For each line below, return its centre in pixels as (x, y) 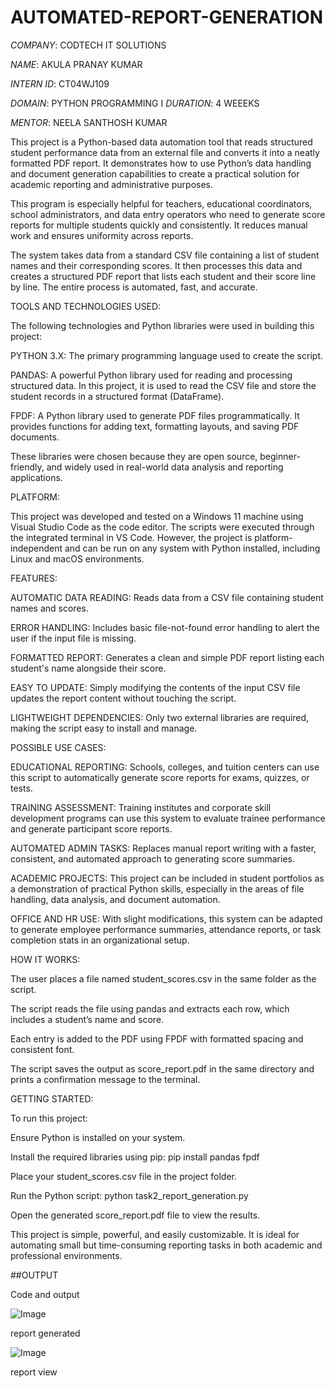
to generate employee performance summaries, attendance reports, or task (166, 929)
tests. (21, 788)
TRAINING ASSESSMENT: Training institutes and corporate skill (141, 807)
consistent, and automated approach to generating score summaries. (152, 858)
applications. (36, 477)
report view (34, 1372)
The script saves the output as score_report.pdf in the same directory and (162, 1068)
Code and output (45, 1294)
